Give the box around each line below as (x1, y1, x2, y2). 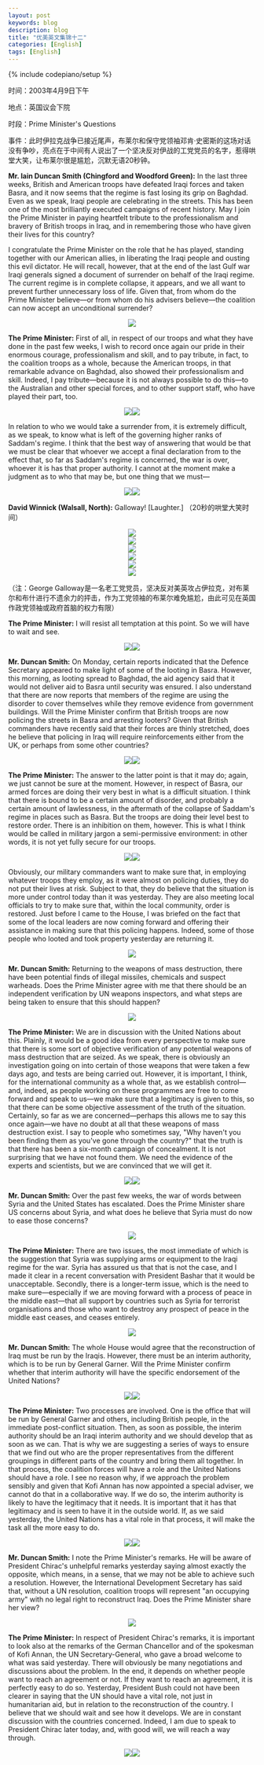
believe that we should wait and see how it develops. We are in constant (8, 1708, 242, 1717)
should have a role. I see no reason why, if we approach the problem (8, 1473, 230, 1482)
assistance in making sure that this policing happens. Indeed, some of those (8, 926, 255, 935)
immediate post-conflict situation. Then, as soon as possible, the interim (8, 1423, 242, 1432)
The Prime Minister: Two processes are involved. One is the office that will (8, 1406, 251, 1415)
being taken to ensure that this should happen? (8, 997, 161, 1007)
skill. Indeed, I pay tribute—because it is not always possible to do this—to (8, 375, 249, 384)
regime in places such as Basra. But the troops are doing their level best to (8, 813, 249, 821)
